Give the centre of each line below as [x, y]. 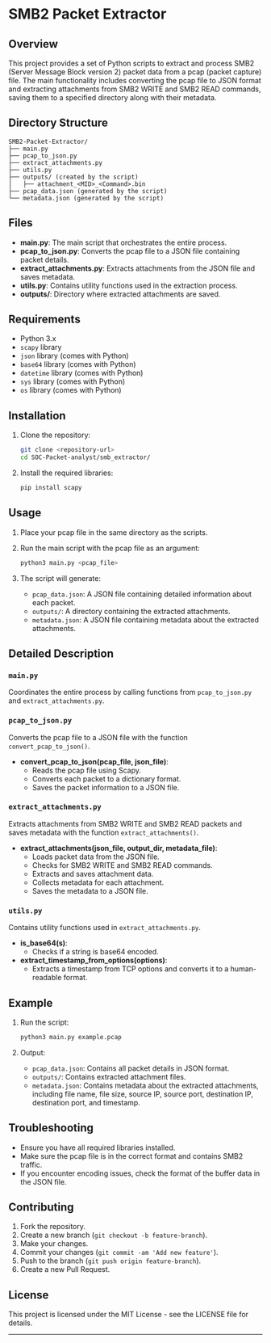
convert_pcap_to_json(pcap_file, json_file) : [94, 761]
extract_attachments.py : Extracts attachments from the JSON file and [138, 268]
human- [243, 969]
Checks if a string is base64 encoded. [95, 952]
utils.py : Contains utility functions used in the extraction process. [129, 285]
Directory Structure [58, 123]
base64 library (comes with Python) [78, 364]
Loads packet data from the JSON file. [96, 857]
